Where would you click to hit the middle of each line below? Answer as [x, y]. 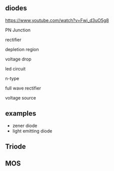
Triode [15, 147]
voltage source [21, 97]
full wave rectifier [23, 88]
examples [21, 114]
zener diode [25, 125]
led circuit [15, 68]
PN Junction [18, 30]
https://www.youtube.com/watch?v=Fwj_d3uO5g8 [57, 20]
